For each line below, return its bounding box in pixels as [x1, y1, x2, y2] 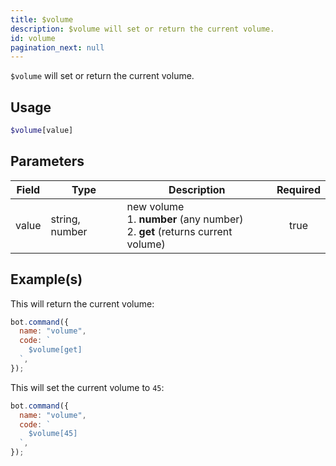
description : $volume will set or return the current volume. [10, 24, 275, 34]
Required [276, 182, 321, 196]
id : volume [10, 33, 56, 43]
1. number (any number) [126, 212, 244, 226]
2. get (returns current [126, 224, 233, 238]
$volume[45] [28, 429, 78, 439]
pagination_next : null [10, 42, 105, 53]
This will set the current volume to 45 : [10, 381, 165, 393]
